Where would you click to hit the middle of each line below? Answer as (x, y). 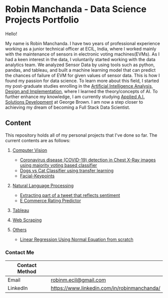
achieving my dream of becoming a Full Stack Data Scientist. (68, 107)
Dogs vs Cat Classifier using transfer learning (67, 170)
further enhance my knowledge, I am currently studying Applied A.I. (75, 97)
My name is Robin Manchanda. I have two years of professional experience (82, 43)
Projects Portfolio (42, 20)
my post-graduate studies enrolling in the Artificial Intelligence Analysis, (79, 86)
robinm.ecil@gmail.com (78, 280)
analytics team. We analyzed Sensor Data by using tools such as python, (80, 65)
